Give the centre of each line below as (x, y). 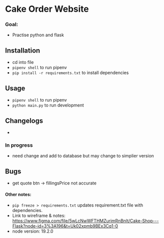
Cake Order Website (47, 9)
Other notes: (18, 194)
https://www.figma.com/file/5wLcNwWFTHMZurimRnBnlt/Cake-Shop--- (85, 221)
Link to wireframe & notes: (39, 216)
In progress (19, 145)
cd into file (23, 62)
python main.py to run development (48, 105)
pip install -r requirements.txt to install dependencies (70, 73)
